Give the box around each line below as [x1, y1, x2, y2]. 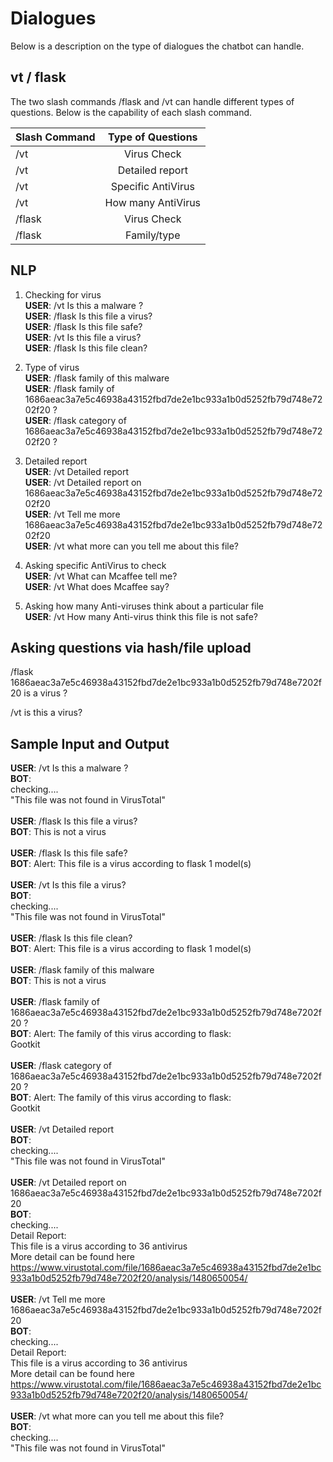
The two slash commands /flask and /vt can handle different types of [10, 95, 295, 107]
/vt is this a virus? [10, 707, 83, 719]
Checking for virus [24, 288, 102, 301]
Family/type [125, 228, 181, 242]
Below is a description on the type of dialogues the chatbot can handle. [10, 40, 305, 52]
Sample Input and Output [10, 735, 170, 752]
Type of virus [24, 361, 80, 373]
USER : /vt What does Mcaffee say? [24, 580, 170, 592]
